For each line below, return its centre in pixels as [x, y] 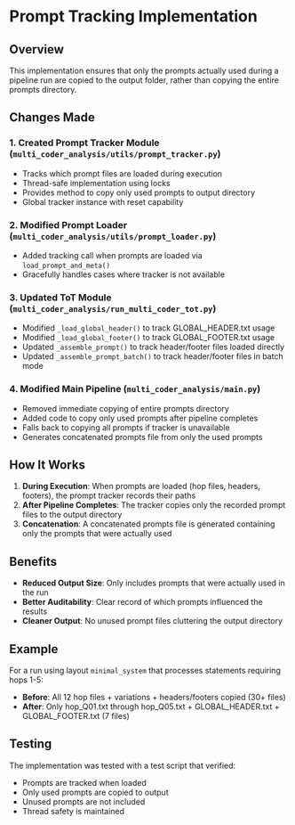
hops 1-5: [27, 680]
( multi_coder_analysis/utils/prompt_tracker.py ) [115, 154]
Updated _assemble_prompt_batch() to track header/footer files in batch [152, 356]
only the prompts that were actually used [97, 534]
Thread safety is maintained [73, 811]
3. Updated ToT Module [61, 298]
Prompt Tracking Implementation [133, 16]
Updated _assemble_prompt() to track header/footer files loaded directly [153, 347]
